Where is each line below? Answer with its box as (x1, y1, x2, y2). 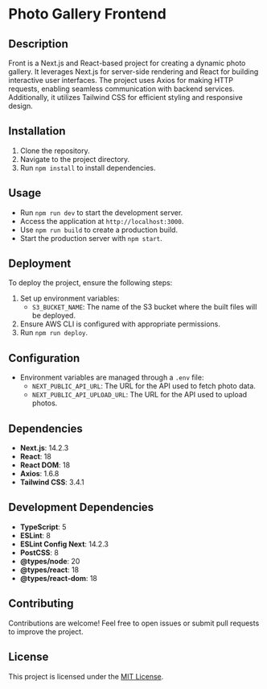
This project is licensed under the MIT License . (8, 671, 164, 681)
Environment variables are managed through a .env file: (19, 372, 204, 383)
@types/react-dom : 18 (19, 573, 98, 583)
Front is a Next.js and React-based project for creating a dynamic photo (8, 58, 246, 68)
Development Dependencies (8, 500, 154, 514)
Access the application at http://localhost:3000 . (19, 216, 184, 226)
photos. (31, 398, 58, 408)
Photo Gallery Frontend (8, 5, 166, 23)
